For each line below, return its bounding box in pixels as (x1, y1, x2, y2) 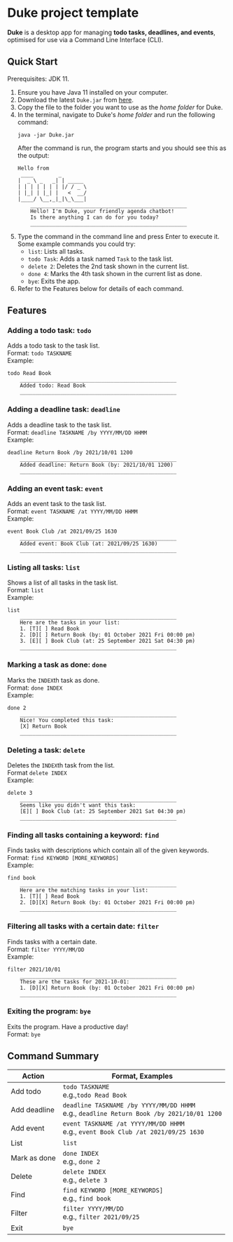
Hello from (17, 165, 50, 172)
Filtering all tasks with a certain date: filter (7, 922, 160, 931)
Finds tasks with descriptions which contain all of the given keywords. (7, 846, 209, 854)
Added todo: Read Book (20, 382, 86, 390)
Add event (10, 1123, 45, 1133)
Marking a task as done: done (7, 660, 107, 670)
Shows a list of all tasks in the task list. (7, 578, 118, 587)
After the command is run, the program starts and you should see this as (17, 144, 227, 152)
